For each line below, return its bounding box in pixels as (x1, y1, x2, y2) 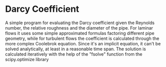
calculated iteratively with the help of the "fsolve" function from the (5, 51, 143, 57)
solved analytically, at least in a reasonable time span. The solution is (5, 46, 146, 52)
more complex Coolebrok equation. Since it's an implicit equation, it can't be (5, 40, 161, 46)
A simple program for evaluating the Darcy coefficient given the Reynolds (5, 20, 155, 26)
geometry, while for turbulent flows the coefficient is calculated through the (5, 35, 160, 41)
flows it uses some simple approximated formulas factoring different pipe (5, 30, 155, 36)
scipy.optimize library (5, 56, 49, 62)
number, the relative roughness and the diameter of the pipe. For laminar (5, 25, 154, 31)
